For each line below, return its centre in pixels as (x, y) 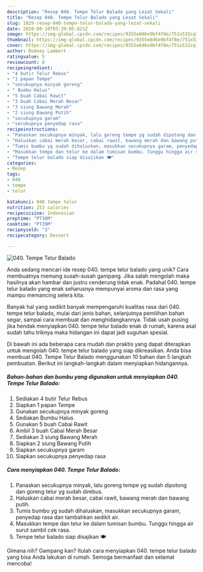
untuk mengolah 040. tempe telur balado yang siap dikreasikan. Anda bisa (99, 350)
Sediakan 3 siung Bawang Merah (57, 437)
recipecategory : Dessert (38, 235)
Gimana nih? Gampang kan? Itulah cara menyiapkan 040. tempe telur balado (102, 550)
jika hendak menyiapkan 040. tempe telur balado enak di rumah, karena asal (101, 326)
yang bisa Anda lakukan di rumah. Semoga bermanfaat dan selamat (91, 557)
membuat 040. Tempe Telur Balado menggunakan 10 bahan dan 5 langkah (99, 356)
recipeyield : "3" (29, 230)
